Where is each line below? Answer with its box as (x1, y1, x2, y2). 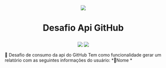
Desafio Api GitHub (42, 22, 124, 33)
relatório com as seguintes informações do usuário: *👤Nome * (4, 57, 133, 63)
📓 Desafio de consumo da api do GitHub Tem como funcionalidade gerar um (4, 52, 162, 58)
